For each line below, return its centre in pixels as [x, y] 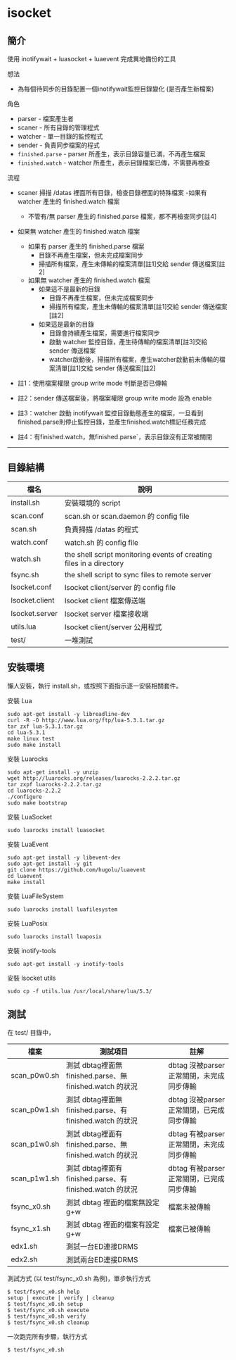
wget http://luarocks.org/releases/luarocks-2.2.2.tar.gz [94, 778]
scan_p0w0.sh [35, 1076]
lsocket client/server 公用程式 [113, 627]
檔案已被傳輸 [189, 1229]
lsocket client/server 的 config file [120, 587]
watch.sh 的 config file [101, 542]
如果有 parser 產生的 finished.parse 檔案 [86, 246]
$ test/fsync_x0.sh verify [47, 1317]
